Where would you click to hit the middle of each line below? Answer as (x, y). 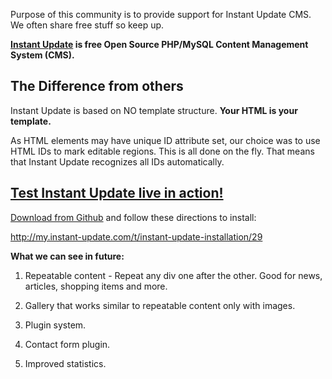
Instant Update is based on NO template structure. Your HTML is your (154, 110)
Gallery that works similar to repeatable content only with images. (160, 305)
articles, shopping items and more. (96, 286)
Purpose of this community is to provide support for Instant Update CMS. (161, 14)
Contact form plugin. (67, 344)
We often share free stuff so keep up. (87, 25)
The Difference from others (97, 86)
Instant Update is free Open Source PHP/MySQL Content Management (159, 44)
